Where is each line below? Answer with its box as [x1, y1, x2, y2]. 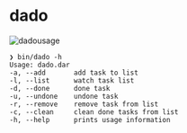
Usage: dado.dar [9, 60, 70, 69]
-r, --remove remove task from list [9, 100, 159, 109]
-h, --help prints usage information [9, 115, 171, 124]
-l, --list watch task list [9, 75, 135, 85]
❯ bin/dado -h [9, 52, 63, 61]
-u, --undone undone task [9, 92, 119, 101]
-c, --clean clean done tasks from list [9, 107, 179, 117]
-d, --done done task [9, 84, 111, 93]
